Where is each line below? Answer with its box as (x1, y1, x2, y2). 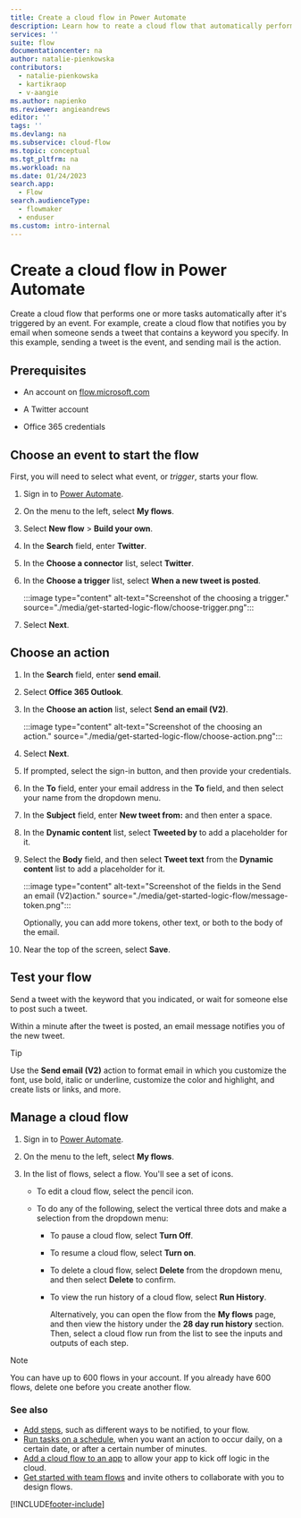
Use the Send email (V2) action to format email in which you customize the (10, 1065, 287, 1076)
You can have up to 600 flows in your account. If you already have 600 (10, 1372, 272, 1383)
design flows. (22, 1481, 73, 1492)
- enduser (18, 212, 54, 222)
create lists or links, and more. (10, 1084, 121, 1094)
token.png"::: (22, 899, 71, 910)
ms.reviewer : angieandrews (10, 105, 111, 114)
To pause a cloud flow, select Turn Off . (49, 1230, 194, 1240)
